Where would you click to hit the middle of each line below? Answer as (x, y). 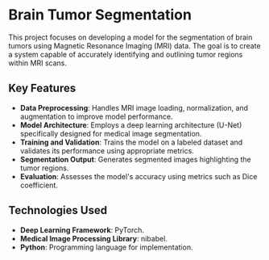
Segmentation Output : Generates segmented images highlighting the (135, 159)
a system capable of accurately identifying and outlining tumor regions (126, 54)
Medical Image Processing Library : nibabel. (93, 238)
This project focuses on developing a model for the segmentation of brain (130, 37)
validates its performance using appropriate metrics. (107, 150)
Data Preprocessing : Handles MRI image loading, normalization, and (134, 107)
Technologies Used (58, 210)
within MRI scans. (37, 63)
